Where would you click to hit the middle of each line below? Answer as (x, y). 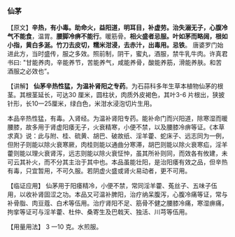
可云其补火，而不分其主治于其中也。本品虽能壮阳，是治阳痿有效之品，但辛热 (117, 162)
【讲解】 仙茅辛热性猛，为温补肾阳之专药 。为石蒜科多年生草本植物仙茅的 (112, 86)
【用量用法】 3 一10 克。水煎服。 (55, 227)
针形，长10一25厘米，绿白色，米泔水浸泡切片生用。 (81, 103)
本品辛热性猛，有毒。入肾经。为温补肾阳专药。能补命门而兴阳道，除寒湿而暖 (117, 118)
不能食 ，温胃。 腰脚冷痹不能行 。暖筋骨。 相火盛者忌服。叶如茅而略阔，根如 (120, 36)
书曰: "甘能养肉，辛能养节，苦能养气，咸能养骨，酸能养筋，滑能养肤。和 (112, 63)
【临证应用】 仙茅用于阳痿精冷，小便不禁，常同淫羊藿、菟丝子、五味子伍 (112, 186)
